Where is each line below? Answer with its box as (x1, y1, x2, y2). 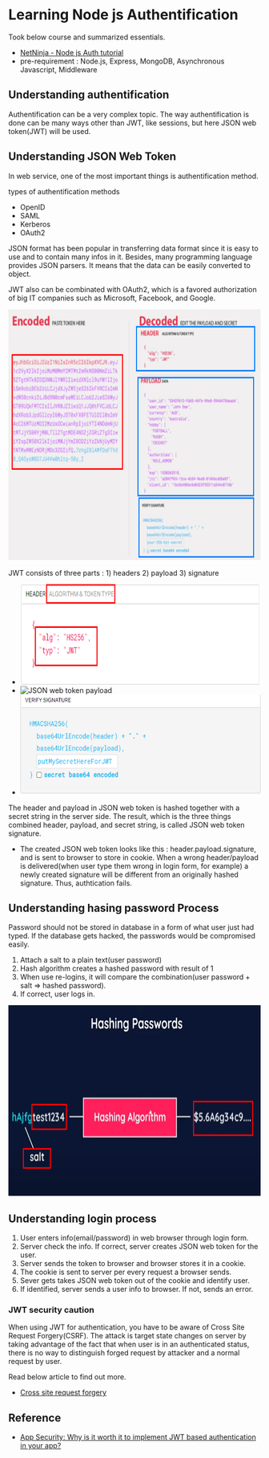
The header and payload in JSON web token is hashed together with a (8, 803, 240, 812)
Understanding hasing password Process (8, 901, 219, 914)
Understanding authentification (8, 88, 170, 102)
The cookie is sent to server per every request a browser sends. (19, 1267, 232, 1277)
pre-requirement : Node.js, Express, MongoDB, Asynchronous (19, 56, 225, 66)
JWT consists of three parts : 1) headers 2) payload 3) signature (8, 568, 219, 577)
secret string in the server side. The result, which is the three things (8, 811, 231, 821)
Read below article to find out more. (8, 1372, 126, 1382)
